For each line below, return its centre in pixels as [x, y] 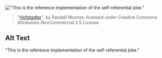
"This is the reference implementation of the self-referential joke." [72, 50]
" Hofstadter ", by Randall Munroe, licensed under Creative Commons [87, 17]
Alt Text [17, 38]
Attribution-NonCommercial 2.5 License [58, 23]
